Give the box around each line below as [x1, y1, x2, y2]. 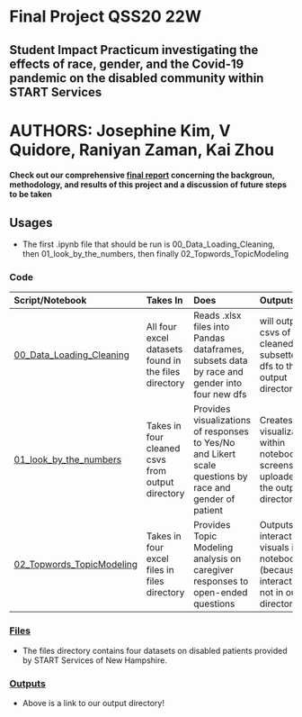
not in [259, 586, 284, 599]
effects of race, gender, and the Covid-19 [9, 56, 244, 71]
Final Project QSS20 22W [9, 6, 202, 27]
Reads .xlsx [192, 309, 242, 322]
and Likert [192, 448, 236, 460]
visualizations [192, 414, 252, 427]
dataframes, [192, 343, 244, 356]
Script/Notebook [13, 295, 87, 307]
